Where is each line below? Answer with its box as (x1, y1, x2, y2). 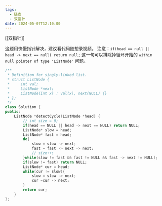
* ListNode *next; (7, 86, 54, 91)
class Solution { (5, 105, 41, 110)
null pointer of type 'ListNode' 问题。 (5, 58, 88, 64)
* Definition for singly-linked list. (7, 73, 87, 78)
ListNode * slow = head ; (23, 127, 72, 132)
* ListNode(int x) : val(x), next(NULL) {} (7, 91, 107, 96)
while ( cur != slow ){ (23, 169, 65, 174)
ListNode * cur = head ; (23, 164, 70, 169)
